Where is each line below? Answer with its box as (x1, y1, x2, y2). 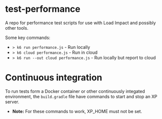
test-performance (5, 3, 81, 15)
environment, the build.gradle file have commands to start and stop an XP (5, 93, 158, 99)
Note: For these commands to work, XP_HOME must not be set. (12, 108, 142, 114)
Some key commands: (5, 35, 50, 40)
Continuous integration (5, 72, 103, 83)
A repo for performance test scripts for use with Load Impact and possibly (5, 20, 156, 26)
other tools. (5, 25, 29, 31)
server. (5, 99, 20, 105)
